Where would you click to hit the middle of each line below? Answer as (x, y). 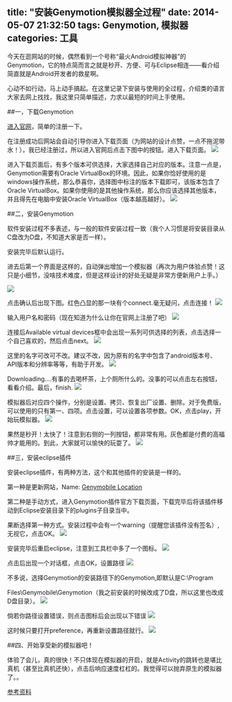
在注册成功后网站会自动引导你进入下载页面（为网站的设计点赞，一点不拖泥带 (116, 141)
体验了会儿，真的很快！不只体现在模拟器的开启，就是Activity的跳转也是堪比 (115, 660)
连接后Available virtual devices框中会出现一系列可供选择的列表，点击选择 (111, 332)
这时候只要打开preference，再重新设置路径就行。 (77, 630)
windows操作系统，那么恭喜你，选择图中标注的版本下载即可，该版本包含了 (114, 181)
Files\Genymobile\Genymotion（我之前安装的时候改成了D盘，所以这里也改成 (116, 592)
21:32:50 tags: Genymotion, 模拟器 (112, 25)
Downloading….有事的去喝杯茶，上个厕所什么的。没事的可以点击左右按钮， (114, 378)
